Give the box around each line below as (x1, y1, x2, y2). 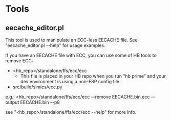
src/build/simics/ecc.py (12, 84, 62, 90)
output (5, 99, 19, 105)
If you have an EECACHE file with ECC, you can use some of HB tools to (5, 52, 157, 58)
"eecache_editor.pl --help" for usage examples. (5, 42, 106, 49)
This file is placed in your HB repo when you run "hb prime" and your (20, 73, 166, 79)
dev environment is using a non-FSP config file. (20, 79, 121, 84)
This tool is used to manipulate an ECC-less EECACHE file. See (5, 37, 138, 43)
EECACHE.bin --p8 (20, 99, 60, 105)
